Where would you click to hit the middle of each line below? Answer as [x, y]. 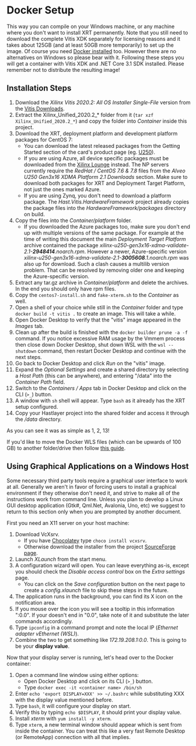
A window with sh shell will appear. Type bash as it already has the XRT [100, 400]
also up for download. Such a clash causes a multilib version [97, 264]
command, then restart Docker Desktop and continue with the [112, 351]
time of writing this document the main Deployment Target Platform [105, 239]
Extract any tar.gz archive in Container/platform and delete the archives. [102, 282]
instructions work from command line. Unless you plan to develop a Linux [95, 499]
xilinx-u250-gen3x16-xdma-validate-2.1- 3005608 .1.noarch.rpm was [106, 257]
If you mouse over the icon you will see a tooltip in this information [95, 609]
